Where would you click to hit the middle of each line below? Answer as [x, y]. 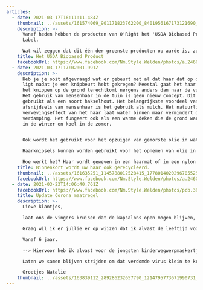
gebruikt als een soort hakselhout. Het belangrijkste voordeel [105, 101]
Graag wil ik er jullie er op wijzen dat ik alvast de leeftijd [105, 228]
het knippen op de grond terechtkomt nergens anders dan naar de [106, 90]
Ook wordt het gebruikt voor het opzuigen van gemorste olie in [105, 140]
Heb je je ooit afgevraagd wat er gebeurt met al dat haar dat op [108, 79]
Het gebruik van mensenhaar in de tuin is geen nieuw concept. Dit [109, 96]
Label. [31, 40]
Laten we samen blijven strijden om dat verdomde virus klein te [106, 261]
